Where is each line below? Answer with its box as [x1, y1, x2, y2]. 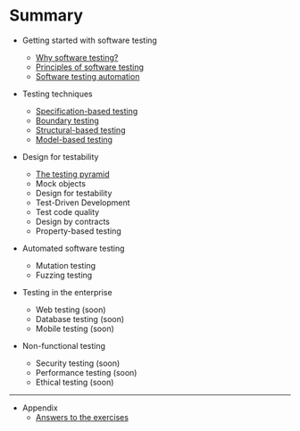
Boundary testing [35, 115, 100, 126]
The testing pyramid [35, 169, 110, 179]
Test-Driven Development [35, 197, 131, 208]
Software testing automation [35, 70, 140, 81]
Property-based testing [35, 225, 122, 236]
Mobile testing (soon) [35, 323, 114, 334]
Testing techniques [21, 88, 94, 99]
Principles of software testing [35, 62, 145, 72]
